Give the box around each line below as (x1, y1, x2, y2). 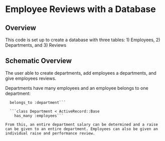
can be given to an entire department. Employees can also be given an (5, 126, 158, 131)
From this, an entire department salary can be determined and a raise (5, 122, 158, 127)
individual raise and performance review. (5, 130, 95, 136)
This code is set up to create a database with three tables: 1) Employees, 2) (5, 37, 160, 43)
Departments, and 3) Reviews (5, 42, 67, 48)
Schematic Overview (5, 57, 72, 65)
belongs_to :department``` (10, 100, 66, 105)
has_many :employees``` (14, 113, 64, 118)
